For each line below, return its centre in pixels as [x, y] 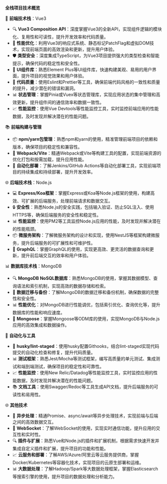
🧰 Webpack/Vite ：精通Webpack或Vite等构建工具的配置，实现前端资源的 [87, 153]
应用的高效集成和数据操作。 [41, 325]
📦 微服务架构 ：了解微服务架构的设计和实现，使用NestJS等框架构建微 [84, 235]
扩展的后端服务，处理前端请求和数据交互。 [69, 201]
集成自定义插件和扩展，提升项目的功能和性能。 [60, 448]
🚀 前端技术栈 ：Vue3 [26, 18]
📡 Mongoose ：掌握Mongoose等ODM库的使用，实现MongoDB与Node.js [86, 319]
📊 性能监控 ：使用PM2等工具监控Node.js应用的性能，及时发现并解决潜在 [86, 221]
